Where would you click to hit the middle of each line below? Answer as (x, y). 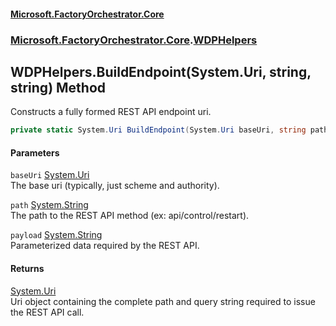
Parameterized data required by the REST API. (105, 246)
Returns (27, 268)
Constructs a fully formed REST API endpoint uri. (111, 112)
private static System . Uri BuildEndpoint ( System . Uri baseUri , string (158, 130)
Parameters (35, 152)
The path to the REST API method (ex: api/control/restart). (130, 216)
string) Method (58, 87)
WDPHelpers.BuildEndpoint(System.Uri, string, (161, 71)
